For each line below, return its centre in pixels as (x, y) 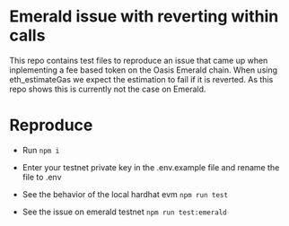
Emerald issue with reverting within (144, 17)
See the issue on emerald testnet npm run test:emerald (124, 212)
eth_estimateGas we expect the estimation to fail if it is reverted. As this (141, 79)
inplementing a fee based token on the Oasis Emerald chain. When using (144, 70)
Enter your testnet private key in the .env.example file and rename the (151, 167)
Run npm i (41, 150)
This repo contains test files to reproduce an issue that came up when (139, 60)
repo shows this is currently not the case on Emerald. (108, 89)
